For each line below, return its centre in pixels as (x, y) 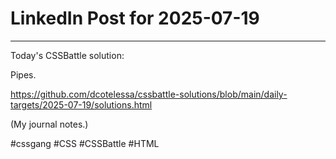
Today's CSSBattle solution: (67, 55)
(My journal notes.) (49, 124)
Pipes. (23, 74)
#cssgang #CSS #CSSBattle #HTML (85, 143)
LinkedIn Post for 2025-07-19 (135, 18)
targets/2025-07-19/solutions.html (81, 104)
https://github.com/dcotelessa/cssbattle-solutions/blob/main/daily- (149, 94)
